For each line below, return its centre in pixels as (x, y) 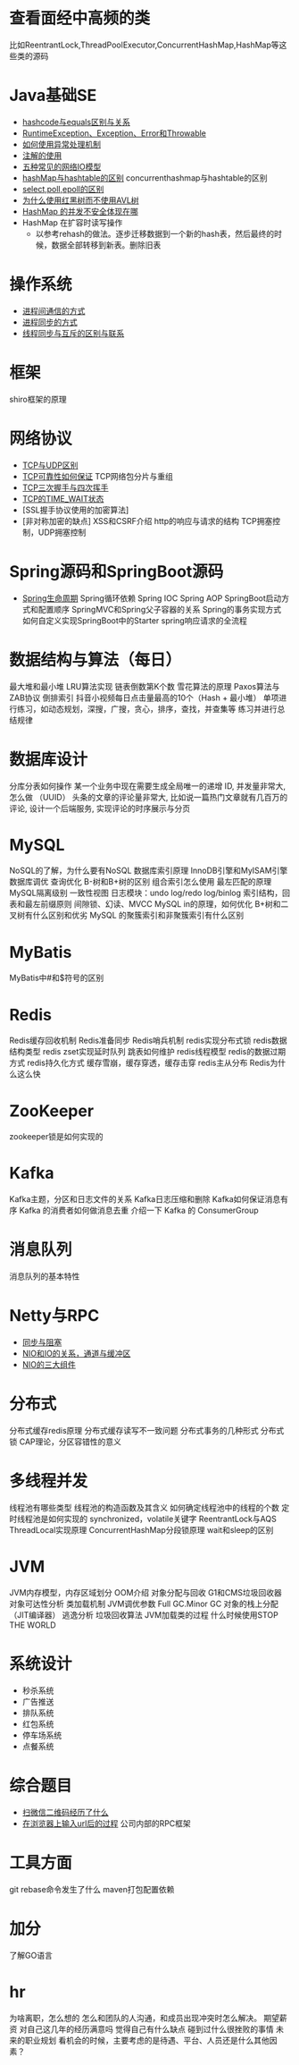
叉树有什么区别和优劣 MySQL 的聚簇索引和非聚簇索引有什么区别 (127, 915)
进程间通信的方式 (54, 310)
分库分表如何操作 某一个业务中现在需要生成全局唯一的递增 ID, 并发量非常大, (148, 786)
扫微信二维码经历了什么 (65, 1812)
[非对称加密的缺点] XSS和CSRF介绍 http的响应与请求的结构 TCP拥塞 (147, 520)
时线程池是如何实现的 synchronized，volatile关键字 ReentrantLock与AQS (143, 1519)
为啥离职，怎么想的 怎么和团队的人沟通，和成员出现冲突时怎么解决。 (135, 2018)
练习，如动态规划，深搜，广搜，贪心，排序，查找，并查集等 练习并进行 (147, 708)
